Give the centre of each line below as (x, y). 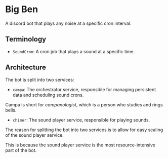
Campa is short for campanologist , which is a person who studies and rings (84, 104)
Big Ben (22, 9)
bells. (11, 110)
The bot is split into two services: (40, 80)
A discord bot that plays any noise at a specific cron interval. (68, 23)
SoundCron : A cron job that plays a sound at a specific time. (74, 51)
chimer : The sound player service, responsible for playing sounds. (81, 120)
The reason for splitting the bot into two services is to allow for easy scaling (84, 130)
